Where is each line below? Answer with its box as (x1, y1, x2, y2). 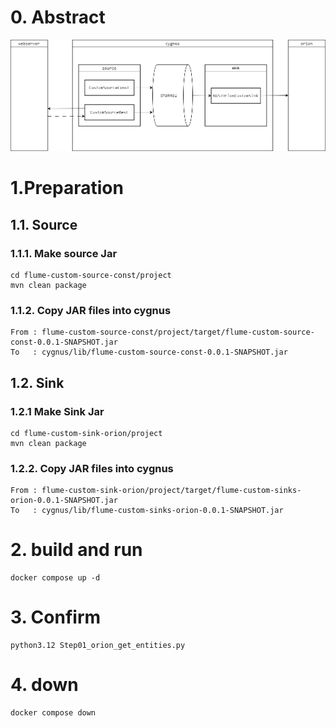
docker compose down (10, 708, 97, 718)
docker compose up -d (10, 573, 101, 583)
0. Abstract (10, 6, 106, 29)
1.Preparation (10, 177, 124, 200)
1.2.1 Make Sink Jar (10, 404, 105, 418)
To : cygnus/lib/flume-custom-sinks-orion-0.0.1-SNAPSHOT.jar (10, 506, 284, 516)
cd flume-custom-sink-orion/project (10, 428, 163, 438)
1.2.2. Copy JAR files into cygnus (10, 461, 174, 475)
